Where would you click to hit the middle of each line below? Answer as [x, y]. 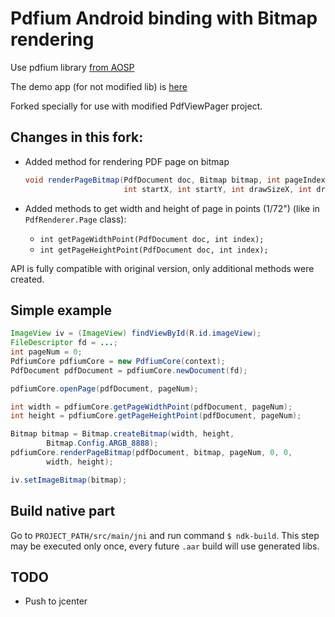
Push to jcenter [56, 601]
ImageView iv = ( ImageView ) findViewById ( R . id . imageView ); [136, 333]
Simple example [61, 310]
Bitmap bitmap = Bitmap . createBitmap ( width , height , [122, 434]
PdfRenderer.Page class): [75, 219]
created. [27, 279]
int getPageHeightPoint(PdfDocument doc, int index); [154, 250]
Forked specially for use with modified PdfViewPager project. [136, 106]
